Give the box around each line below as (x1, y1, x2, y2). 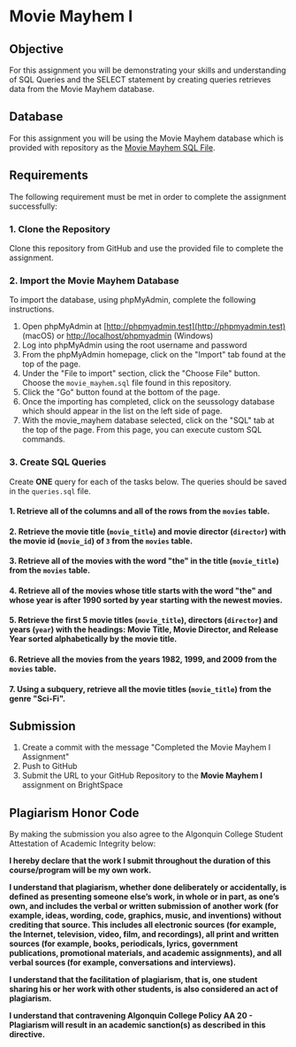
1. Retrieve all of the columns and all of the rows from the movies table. (9, 506, 270, 517)
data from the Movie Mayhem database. (9, 84, 155, 94)
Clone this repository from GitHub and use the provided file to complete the (9, 243, 285, 253)
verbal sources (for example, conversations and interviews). (9, 958, 237, 968)
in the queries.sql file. (9, 485, 91, 497)
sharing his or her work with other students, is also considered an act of (9, 984, 278, 995)
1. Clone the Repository (9, 223, 110, 235)
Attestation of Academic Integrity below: (9, 838, 156, 849)
